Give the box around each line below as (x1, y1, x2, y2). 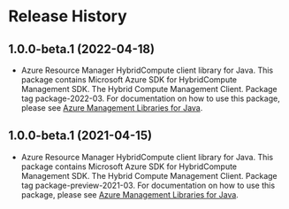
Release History (8, 6, 127, 27)
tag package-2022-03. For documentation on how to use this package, (20, 93, 280, 104)
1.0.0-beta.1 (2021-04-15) (8, 128, 152, 143)
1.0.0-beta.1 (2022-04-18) (8, 42, 156, 57)
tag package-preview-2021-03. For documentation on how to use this (20, 180, 276, 190)
